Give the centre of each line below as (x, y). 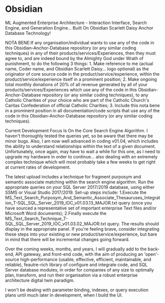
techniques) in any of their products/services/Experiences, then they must (81, 53)
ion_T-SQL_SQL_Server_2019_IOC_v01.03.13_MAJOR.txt (61, 203)
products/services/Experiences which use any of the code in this (71, 90)
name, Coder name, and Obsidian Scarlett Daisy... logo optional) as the (77, 69)
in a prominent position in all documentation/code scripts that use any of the (82, 110)
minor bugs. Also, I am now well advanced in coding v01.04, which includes (82, 141)
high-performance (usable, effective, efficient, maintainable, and (86, 259)
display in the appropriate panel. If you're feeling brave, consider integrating (82, 229)
